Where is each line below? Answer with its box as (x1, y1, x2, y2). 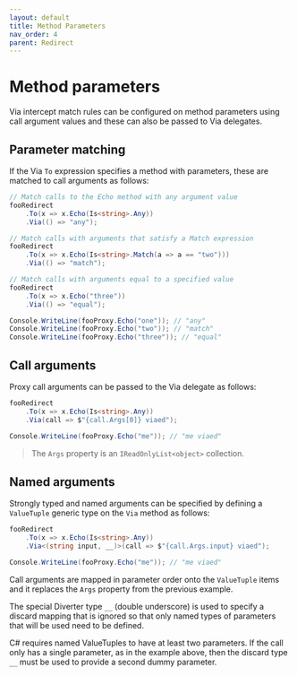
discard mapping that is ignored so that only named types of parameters (9, 611, 276, 621)
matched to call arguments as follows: (9, 176, 149, 186)
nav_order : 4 (9, 30, 58, 39)
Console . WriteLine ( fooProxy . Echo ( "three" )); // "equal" (9, 333, 222, 342)
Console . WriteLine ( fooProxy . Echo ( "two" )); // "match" (9, 325, 215, 334)
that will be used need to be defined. (9, 620, 145, 630)
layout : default (9, 13, 70, 22)
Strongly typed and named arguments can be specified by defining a (9, 498, 263, 509)
